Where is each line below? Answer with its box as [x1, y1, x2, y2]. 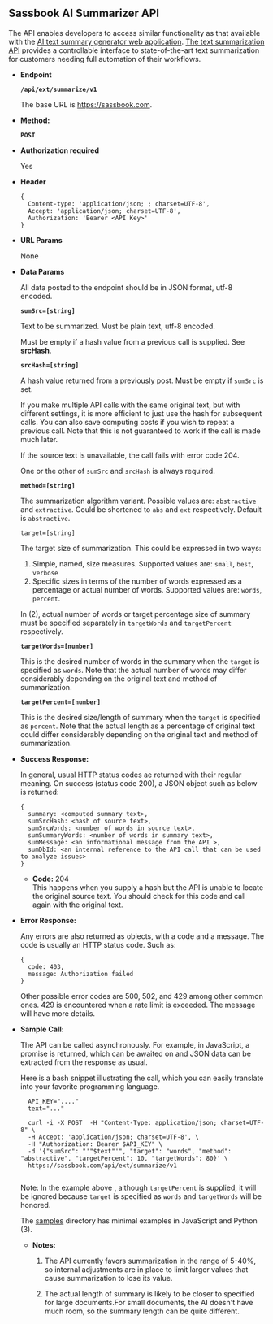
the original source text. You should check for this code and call [32, 891, 246, 901]
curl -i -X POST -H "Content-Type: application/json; [28, 1118, 218, 1126]
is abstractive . [19, 513, 71, 523]
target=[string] [19, 528, 76, 537]
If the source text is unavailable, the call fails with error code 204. [19, 450, 240, 460]
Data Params [19, 267, 65, 276]
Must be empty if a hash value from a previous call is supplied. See [19, 336, 245, 346]
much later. [19, 434, 58, 444]
